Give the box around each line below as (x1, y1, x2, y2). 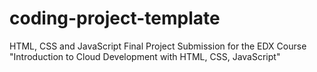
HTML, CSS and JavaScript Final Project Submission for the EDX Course (9, 40, 307, 52)
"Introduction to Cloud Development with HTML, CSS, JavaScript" (9, 50, 281, 62)
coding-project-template (9, 7, 221, 30)
